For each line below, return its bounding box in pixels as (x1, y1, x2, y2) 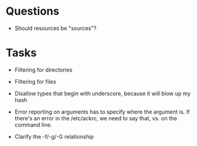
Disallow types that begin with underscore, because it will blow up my (14, 90, 191, 97)
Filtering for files (14, 78, 56, 85)
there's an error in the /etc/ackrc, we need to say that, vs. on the (14, 114, 177, 122)
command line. (14, 121, 53, 128)
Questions (6, 4, 59, 18)
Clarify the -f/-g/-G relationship (14, 133, 94, 140)
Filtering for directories (14, 66, 73, 73)
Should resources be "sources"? (14, 24, 97, 32)
